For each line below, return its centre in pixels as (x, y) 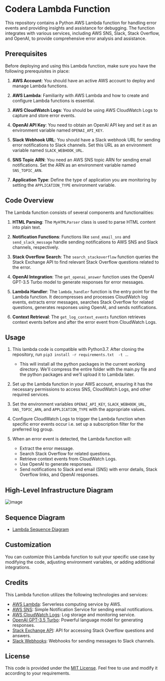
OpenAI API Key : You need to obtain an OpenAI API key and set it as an (85, 125)
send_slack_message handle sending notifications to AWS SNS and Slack (85, 242)
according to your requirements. (38, 673)
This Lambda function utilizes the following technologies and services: (77, 594)
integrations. (18, 567)
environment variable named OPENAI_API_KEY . (58, 130)
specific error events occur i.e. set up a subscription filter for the (78, 424)
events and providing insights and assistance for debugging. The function (80, 28)
